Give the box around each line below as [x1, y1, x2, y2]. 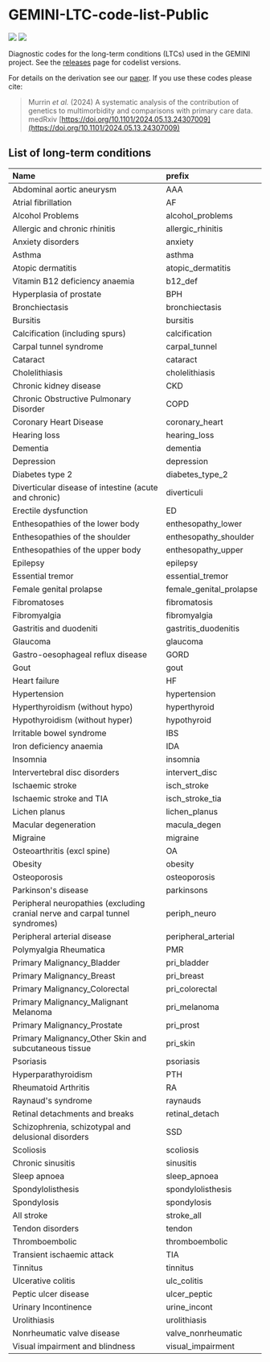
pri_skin [166, 1037, 195, 1049]
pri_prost [166, 1019, 200, 1030]
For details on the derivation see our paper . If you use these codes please [8, 72, 252, 82]
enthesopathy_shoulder [166, 531, 255, 542]
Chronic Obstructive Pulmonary [12, 393, 131, 404]
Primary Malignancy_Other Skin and [12, 1033, 147, 1044]
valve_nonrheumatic [166, 1327, 243, 1339]
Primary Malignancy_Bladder [12, 957, 121, 968]
